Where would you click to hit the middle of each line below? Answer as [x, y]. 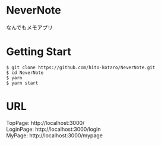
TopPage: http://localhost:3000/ [45, 123]
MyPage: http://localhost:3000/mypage [54, 135]
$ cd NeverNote [25, 72]
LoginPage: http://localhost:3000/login [53, 129]
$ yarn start [22, 83]
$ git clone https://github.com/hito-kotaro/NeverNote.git [81, 67]
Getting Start [39, 52]
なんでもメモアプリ [30, 27]
